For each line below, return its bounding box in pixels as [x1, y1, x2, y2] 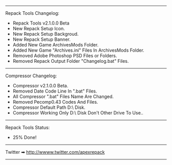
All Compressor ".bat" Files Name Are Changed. [12, 93, 114, 100]
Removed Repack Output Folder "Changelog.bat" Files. [12, 58, 129, 64]
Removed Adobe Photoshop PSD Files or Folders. [12, 53, 117, 59]
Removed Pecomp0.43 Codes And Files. [12, 99, 98, 105]
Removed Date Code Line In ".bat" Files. [12, 88, 97, 94]
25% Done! [12, 134, 37, 140]
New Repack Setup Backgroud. [12, 31, 79, 37]
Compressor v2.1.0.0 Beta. [12, 83, 69, 88]
